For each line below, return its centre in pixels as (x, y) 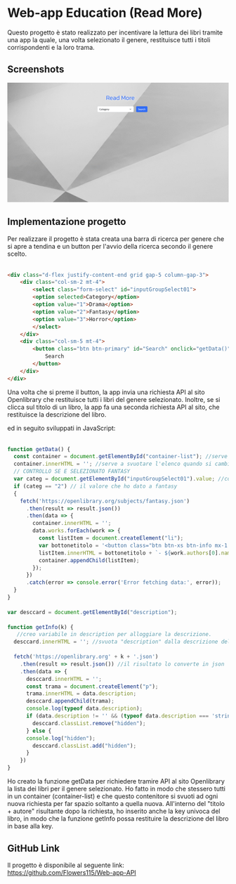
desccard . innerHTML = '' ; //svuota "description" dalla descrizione (116, 642)
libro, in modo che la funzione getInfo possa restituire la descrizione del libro (118, 819)
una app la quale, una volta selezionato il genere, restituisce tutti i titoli (109, 39)
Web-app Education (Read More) (105, 13)
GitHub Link (33, 848)
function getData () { (39, 449)
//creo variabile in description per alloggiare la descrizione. (114, 635)
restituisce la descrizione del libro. (57, 414)
